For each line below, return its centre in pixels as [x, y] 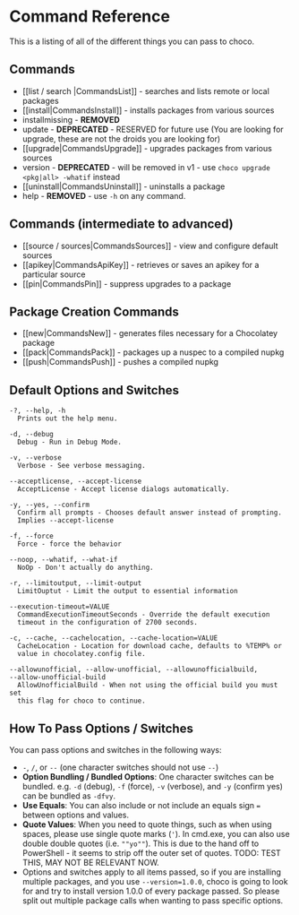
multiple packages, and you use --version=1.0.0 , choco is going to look [155, 881]
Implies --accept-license [66, 521]
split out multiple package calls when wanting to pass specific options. [153, 901]
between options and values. [76, 815]
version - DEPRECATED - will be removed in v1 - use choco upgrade [146, 167]
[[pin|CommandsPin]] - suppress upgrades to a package [127, 283]
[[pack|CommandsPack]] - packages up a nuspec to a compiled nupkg [153, 352]
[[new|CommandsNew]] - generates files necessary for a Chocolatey [150, 333]
